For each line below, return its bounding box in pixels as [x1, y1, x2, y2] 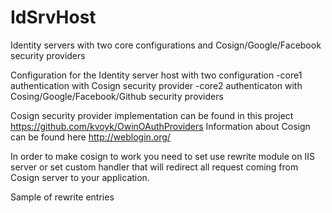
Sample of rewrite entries [10, 191, 115, 203]
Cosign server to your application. [10, 171, 150, 183]
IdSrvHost [10, 6, 97, 29]
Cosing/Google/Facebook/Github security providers [10, 90, 224, 102]
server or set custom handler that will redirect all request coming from [10, 161, 299, 173]
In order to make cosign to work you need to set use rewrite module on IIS [10, 150, 315, 162]
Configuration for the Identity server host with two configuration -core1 [10, 69, 303, 81]
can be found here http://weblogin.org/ [10, 131, 171, 143]
